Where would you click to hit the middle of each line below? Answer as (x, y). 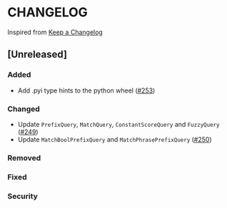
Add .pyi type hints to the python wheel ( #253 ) (86, 90)
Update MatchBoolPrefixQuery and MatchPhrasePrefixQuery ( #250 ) (115, 139)
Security (22, 196)
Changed (24, 109)
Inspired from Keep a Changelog (55, 32)
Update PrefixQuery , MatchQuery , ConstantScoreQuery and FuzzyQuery (118, 124)
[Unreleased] (37, 54)
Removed (24, 157)
